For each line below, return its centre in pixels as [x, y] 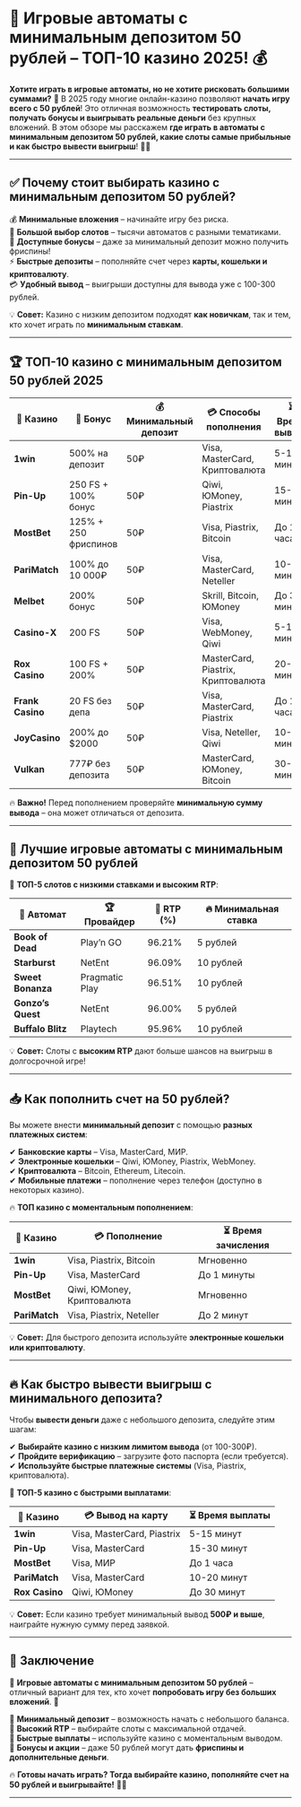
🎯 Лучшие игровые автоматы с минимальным [146, 849]
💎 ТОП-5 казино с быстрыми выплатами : [90, 1493]
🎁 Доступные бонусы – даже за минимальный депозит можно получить [149, 241]
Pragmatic [102, 977]
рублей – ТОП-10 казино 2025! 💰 [138, 58]
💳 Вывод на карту [126, 1515]
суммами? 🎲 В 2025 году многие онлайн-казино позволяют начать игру [150, 99]
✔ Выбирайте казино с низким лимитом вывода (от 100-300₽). [133, 1446]
